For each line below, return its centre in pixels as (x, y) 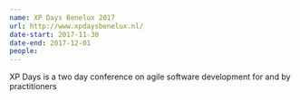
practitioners (33, 86)
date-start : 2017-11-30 (54, 34)
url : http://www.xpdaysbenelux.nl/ (77, 26)
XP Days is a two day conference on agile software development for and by (150, 77)
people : (24, 51)
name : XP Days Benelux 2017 (63, 18)
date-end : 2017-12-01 (50, 43)
